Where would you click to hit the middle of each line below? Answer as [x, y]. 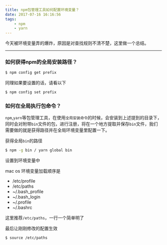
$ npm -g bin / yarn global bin [39, 150]
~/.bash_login [26, 197]
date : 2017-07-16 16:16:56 [33, 14]
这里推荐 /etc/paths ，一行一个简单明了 [45, 218]
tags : [11, 19]
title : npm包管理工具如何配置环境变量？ [42, 10]
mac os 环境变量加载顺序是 [33, 171]
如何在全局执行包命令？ [33, 106]
